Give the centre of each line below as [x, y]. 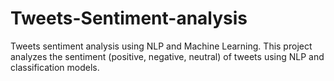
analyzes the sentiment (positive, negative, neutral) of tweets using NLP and [167, 56]
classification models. [55, 67]
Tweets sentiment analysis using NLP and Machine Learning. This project [161, 46]
